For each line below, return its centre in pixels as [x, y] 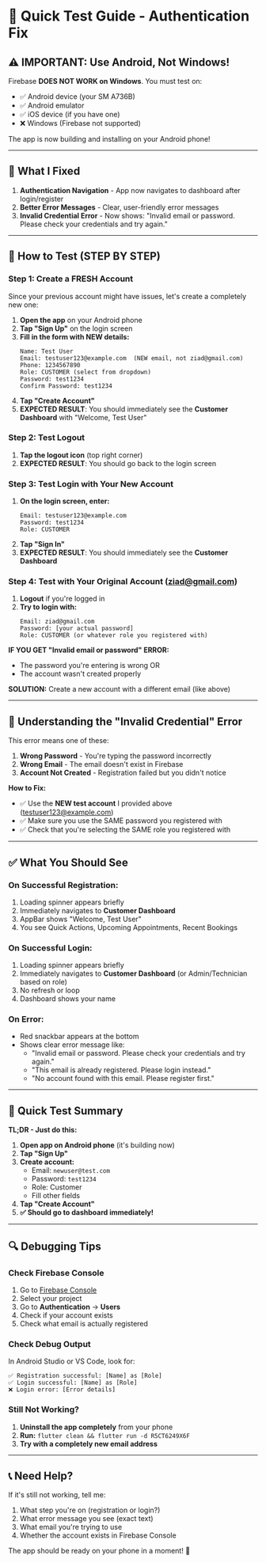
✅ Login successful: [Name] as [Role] [73, 1383]
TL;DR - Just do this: [43, 1130]
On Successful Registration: [63, 885]
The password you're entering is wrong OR [90, 666]
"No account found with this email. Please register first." [123, 1079]
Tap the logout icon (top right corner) [81, 455]
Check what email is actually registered [84, 1323]
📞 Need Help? [41, 1476]
